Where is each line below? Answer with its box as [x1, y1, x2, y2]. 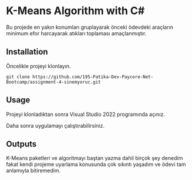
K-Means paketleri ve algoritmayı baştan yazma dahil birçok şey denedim [6, 155, 183, 162]
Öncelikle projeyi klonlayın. [6, 62, 71, 69]
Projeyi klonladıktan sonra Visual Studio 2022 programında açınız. [6, 111, 166, 118]
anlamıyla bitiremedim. [6, 167, 60, 174]
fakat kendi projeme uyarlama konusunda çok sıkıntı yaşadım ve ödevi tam [6, 161, 186, 168]
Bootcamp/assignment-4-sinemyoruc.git [6, 79, 101, 85]
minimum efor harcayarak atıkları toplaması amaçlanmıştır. [6, 29, 147, 36]
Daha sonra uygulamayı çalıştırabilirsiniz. [6, 122, 105, 129]
